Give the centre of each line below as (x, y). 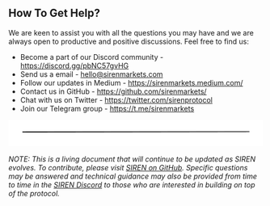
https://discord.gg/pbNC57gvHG (74, 65)
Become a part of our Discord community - (92, 57)
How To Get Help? (55, 13)
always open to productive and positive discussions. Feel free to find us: (129, 41)
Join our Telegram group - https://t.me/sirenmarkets (107, 108)
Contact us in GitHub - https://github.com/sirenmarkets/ (114, 91)
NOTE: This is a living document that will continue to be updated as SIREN (132, 159)
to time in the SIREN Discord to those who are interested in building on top (132, 184)
